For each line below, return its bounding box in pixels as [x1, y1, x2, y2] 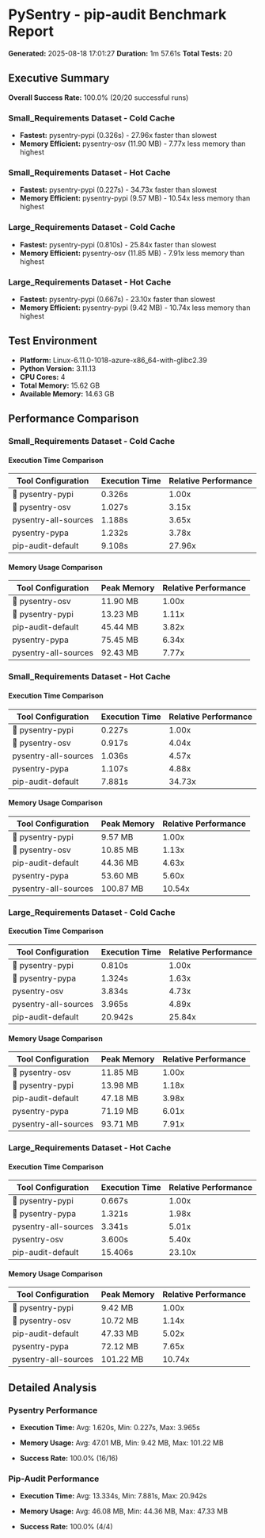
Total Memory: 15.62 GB [19, 381, 100, 390]
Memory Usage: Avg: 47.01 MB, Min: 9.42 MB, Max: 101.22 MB [19, 1438, 224, 1448]
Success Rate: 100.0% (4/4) [19, 1522, 113, 1532]
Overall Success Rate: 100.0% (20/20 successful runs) [8, 93, 189, 102]
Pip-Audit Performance [8, 1473, 100, 1484]
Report [8, 22, 54, 40]
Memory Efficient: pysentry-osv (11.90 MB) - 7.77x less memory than [19, 139, 246, 148]
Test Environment [8, 335, 97, 348]
